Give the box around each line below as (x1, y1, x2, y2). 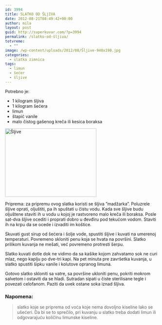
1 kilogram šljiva (12, 98, 44, 104)
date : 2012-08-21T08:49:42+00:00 (5, 16, 73, 21)
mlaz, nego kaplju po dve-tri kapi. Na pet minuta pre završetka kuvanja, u (5, 256, 152, 262)
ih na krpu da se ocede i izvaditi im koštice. (5, 221, 91, 227)
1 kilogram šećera (12, 103, 48, 109)
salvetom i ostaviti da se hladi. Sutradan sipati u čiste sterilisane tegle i (5, 276, 146, 282)
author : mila (5, 20, 32, 26)
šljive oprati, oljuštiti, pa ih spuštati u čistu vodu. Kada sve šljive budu (5, 206, 144, 212)
